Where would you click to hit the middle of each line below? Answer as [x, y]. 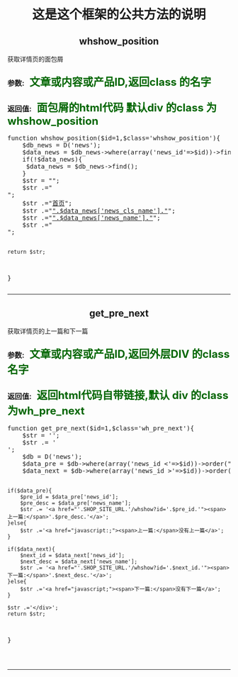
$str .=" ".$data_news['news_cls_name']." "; [99, 211]
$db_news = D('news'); [62, 145]
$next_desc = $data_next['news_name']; [79, 562]
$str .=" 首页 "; [47, 203]
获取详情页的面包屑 [35, 59]
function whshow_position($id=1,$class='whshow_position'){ [114, 138]
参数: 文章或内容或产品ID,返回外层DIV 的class [119, 354]
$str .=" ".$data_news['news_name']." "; [91, 218]
